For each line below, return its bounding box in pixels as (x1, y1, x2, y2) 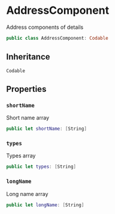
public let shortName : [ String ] (6, 126, 87, 132)
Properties (6, 84, 47, 94)
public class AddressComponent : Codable (6, 35, 109, 41)
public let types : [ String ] (6, 164, 77, 170)
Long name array (6, 190, 49, 197)
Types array (6, 152, 36, 159)
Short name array (6, 114, 50, 121)
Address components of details (6, 23, 84, 31)
